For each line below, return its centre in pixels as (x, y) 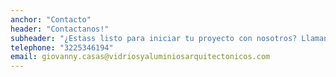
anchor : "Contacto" (51, 19)
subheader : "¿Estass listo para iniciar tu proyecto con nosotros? (154, 38)
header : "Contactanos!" (60, 29)
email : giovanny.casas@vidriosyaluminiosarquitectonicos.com (140, 57)
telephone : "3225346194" (62, 47)
